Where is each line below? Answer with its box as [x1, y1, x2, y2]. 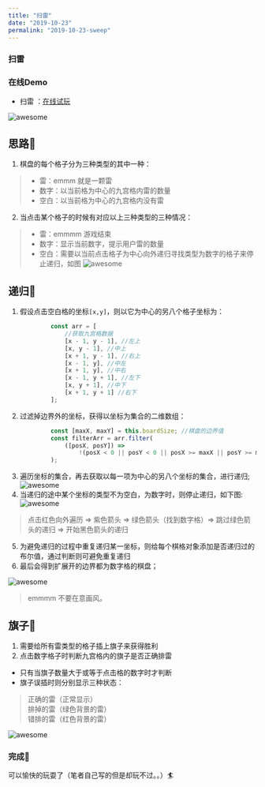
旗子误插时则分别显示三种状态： [19, 678, 124, 688]
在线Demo [8, 77, 48, 88]
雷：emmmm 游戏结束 [39, 230, 112, 239]
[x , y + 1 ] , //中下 [64, 381, 126, 389]
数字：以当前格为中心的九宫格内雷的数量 [39, 186, 171, 196]
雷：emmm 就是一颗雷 [39, 176, 113, 186]
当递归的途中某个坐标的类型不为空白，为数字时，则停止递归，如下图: [19, 490, 243, 500]
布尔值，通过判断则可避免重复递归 [19, 552, 131, 561]
